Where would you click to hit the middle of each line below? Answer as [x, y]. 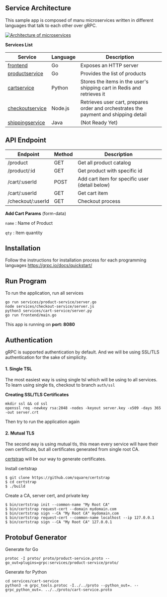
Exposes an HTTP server [109, 65]
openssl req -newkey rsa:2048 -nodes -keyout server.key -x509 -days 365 [83, 408]
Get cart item [93, 193]
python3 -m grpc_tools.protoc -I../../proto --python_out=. [69, 586]
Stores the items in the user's [114, 82]
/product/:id [22, 171]
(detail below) [94, 185]
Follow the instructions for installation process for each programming [76, 260]
